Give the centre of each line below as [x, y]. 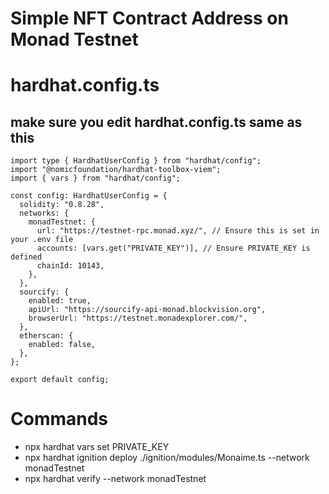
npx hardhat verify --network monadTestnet [115, 479]
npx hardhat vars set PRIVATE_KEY [97, 447]
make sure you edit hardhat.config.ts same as [156, 122]
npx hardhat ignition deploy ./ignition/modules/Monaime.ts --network [167, 458]
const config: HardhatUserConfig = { [89, 196]
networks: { [44, 213]
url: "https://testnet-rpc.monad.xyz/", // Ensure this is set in [178, 231]
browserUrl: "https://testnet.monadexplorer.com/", [138, 318]
